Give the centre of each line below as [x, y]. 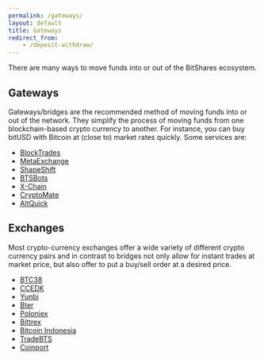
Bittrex [31, 322]
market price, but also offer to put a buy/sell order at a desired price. [120, 264]
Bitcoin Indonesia [48, 330]
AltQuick [34, 203]
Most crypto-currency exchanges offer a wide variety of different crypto [126, 247]
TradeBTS [36, 339]
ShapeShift [38, 169]
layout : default [35, 23]
